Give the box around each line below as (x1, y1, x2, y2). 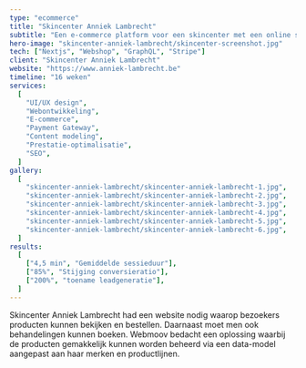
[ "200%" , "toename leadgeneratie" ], (25, 276, 166, 285)
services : (9, 81, 47, 90)
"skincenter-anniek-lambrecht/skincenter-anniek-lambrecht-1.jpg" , (25, 183, 287, 192)
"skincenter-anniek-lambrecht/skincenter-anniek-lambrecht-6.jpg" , (25, 225, 287, 234)
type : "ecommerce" (9, 13, 79, 23)
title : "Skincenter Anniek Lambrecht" (9, 22, 157, 31)
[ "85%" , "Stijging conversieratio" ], (25, 268, 169, 277)
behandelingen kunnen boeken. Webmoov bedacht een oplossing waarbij (9, 329, 286, 340)
